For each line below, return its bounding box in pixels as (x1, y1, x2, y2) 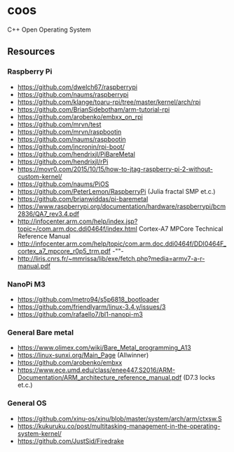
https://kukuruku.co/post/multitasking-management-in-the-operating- (17, 422, 221, 430)
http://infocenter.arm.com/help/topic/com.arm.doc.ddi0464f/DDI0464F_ (17, 239, 226, 248)
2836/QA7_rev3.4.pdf (17, 209, 79, 218)
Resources (7, 46, 55, 58)
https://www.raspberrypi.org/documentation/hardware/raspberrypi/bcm (17, 202, 226, 211)
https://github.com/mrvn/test (17, 120, 102, 128)
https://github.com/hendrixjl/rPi (17, 157, 109, 166)
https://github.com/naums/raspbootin (17, 135, 126, 143)
